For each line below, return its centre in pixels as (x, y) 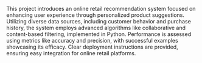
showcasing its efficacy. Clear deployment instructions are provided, (92, 47)
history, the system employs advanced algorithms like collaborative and (96, 28)
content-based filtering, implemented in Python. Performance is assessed (99, 34)
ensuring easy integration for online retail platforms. (71, 53)
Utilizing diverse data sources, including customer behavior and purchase (99, 21)
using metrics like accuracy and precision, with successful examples (92, 40)
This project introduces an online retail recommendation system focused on (101, 9)
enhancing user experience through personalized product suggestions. (95, 15)
